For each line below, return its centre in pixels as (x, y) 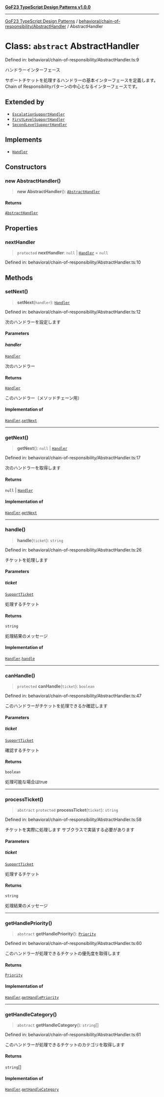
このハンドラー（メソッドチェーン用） (43, 398)
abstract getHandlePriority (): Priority (56, 934)
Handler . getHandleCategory (32, 1089)
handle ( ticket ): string (40, 540)
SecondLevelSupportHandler (40, 125)
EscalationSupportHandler (38, 114)
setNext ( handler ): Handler (43, 302)
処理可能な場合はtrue (26, 782)
